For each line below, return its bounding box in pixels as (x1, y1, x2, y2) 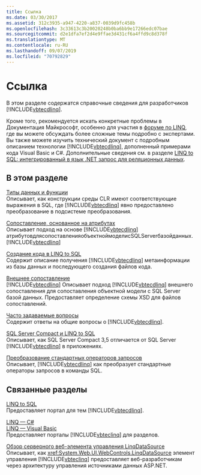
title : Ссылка (6, 8, 42, 15)
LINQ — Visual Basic (6, 425, 57, 432)
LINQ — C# (6, 419, 34, 426)
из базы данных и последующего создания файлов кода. (6, 263, 152, 270)
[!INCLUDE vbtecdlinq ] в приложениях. (6, 343, 103, 350)
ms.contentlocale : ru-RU (6, 43, 68, 49)
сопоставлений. (6, 300, 47, 307)
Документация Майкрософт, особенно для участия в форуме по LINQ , (6, 124, 187, 131)
